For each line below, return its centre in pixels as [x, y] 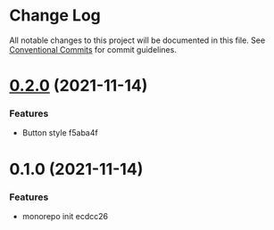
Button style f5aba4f [60, 133]
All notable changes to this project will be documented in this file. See [137, 40]
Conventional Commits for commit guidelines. [93, 49]
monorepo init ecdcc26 [65, 216]
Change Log [55, 16]
